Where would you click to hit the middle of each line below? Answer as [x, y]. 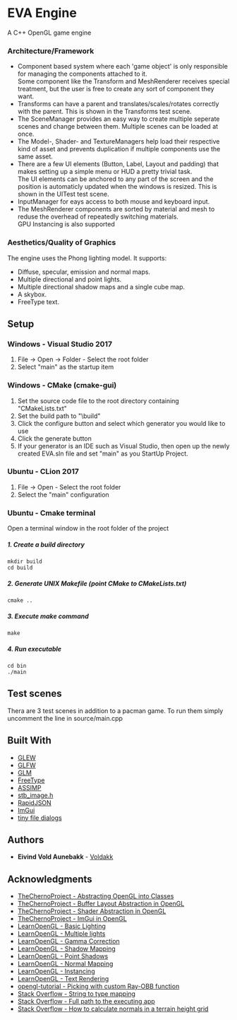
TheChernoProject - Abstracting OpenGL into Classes [96, 896]
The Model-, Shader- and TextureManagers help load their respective [119, 141]
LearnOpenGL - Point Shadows [63, 956]
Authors [26, 840]
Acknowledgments [50, 879]
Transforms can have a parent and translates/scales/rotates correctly [118, 104]
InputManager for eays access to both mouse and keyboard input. [114, 202]
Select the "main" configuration [63, 494]
